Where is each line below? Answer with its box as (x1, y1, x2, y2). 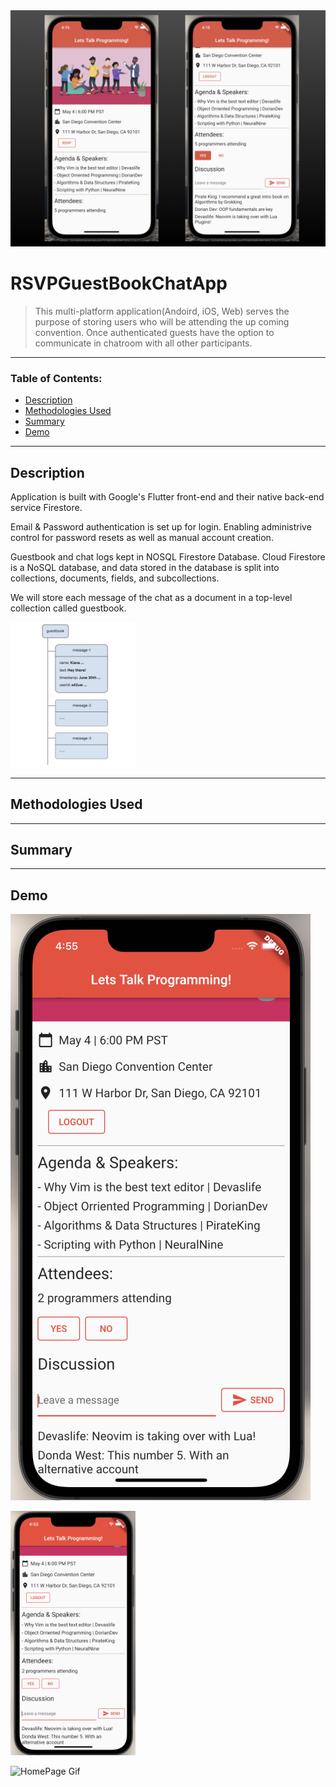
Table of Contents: (10, 371, 103, 385)
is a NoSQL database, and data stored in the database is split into (10, 562, 280, 574)
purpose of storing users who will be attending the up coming (34, 315, 290, 328)
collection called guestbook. (10, 602, 127, 614)
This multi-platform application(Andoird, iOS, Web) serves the (34, 305, 290, 317)
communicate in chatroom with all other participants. (34, 337, 253, 349)
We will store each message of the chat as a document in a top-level (10, 592, 293, 604)
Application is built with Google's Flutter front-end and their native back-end (10, 491, 325, 503)
